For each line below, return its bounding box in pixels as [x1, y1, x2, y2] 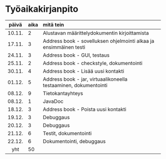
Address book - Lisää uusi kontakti [42, 67, 124, 74]
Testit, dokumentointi [42, 129, 92, 136]
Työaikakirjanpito [5, 3, 79, 15]
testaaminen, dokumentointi [42, 82, 108, 89]
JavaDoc [42, 97, 64, 104]
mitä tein [42, 21, 64, 28]
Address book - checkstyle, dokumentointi [42, 60, 143, 66]
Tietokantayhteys [42, 90, 83, 96]
